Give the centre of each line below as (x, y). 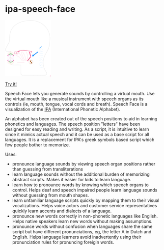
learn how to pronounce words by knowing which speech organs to (80, 185)
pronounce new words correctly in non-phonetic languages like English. (85, 216)
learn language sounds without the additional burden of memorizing (81, 174)
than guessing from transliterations (48, 169)
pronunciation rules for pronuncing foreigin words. (63, 242)
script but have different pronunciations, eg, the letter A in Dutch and (82, 231)
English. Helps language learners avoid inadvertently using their (77, 237)
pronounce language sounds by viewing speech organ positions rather (84, 164)
